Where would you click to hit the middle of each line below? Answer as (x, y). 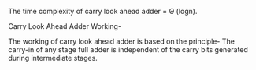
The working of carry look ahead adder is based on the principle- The (121, 41)
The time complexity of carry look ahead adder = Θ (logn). (103, 11)
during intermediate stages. (53, 58)
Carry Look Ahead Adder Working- (65, 26)
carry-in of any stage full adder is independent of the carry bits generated (128, 49)
